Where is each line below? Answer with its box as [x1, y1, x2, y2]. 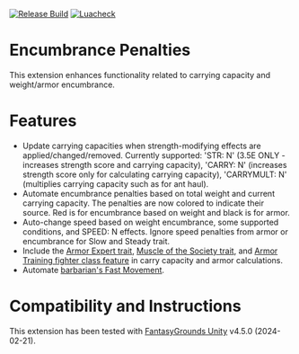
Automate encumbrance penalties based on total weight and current [22, 188, 276, 199]
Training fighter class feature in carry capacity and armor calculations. [22, 254, 283, 265]
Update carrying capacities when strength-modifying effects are [22, 140, 262, 151]
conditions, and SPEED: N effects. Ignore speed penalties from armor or [22, 226, 289, 237]
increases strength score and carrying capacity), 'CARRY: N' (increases [22, 159, 287, 170]
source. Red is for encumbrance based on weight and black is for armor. [22, 207, 290, 217]
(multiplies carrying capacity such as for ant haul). [22, 178, 209, 189]
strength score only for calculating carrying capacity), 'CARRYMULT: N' [22, 169, 287, 180]
